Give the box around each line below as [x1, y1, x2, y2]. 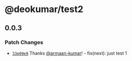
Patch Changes [5, 39, 44, 46]
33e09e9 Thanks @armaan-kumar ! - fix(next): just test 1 [12, 50, 127, 56]
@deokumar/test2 [5, 4, 84, 15]
